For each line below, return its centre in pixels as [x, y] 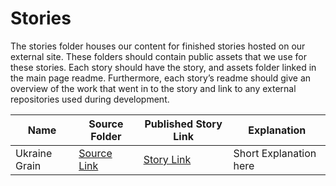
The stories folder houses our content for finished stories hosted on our [158, 46]
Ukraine [34, 153]
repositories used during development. [90, 99]
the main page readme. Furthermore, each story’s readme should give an [161, 78]
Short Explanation [275, 153]
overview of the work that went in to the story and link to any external [153, 88]
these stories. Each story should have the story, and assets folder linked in [163, 67]
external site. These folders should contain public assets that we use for [159, 56]
